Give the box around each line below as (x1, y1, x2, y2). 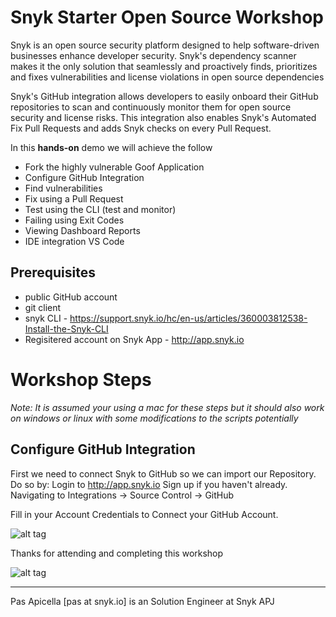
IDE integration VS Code (24, 235, 125, 247)
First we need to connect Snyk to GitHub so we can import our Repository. (10, 467, 317, 480)
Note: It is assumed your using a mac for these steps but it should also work (10, 401, 325, 413)
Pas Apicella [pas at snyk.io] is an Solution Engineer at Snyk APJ (10, 595, 275, 607)
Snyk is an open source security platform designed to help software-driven (10, 39, 320, 51)
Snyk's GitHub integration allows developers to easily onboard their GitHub (10, 90, 319, 102)
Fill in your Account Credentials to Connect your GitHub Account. (10, 508, 279, 520)
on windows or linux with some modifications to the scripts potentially (10, 412, 299, 424)
